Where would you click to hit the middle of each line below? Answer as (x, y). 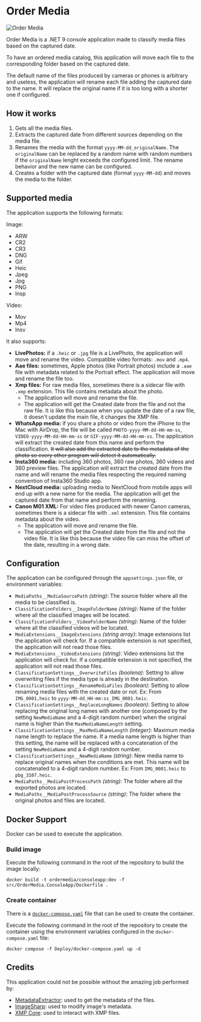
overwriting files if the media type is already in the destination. (92, 679)
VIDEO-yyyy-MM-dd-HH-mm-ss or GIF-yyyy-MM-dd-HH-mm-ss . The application (104, 436)
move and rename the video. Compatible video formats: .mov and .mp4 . (102, 359)
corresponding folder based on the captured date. (68, 64)
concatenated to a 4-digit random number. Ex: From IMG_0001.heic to (100, 769)
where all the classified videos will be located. (72, 628)
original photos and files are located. (60, 801)
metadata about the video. (47, 519)
